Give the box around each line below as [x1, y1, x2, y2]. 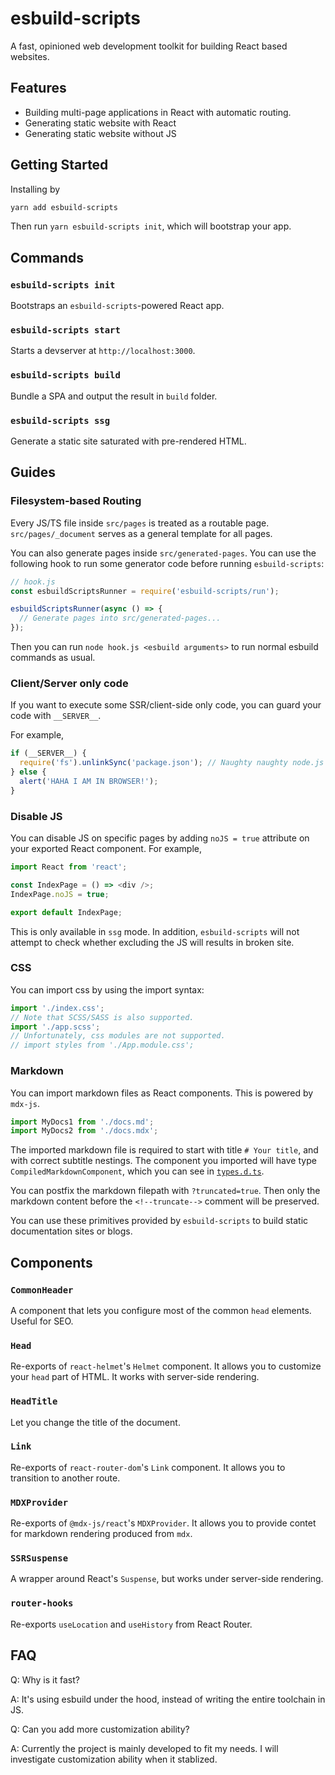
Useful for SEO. [10, 1315, 74, 1327]
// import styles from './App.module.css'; [10, 1040, 195, 1051]
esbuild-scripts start [10, 325, 121, 336]
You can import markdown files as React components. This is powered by [10, 1087, 314, 1099]
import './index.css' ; [10, 1003, 105, 1013]
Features [10, 80, 67, 97]
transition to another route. [10, 1472, 121, 1484]
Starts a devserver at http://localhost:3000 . [10, 345, 196, 357]
